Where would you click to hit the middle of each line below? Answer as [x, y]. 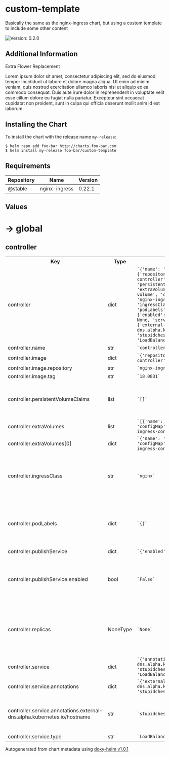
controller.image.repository [40, 368]
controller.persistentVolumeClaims [49, 399]
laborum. [15, 108]
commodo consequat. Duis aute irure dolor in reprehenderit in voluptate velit [85, 92]
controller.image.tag [32, 376]
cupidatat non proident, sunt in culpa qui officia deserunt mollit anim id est [83, 103]
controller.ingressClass [35, 476]
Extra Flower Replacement [33, 66]
